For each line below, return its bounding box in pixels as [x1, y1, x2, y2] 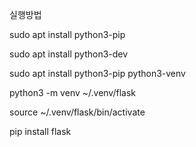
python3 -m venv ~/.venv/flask [9, 87, 136, 98]
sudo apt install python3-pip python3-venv [9, 68, 186, 79]
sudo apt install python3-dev [9, 48, 129, 60]
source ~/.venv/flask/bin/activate [9, 106, 146, 118]
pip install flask [9, 126, 72, 137]
